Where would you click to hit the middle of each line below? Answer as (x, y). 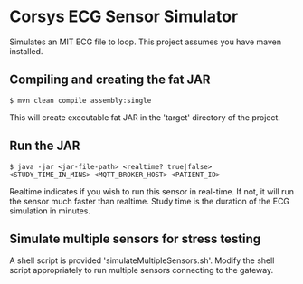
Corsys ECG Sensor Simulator (124, 17)
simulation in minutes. (50, 211)
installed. (26, 51)
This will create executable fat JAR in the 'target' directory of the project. (145, 117)
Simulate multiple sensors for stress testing (135, 238)
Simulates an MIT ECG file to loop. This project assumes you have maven (146, 42)
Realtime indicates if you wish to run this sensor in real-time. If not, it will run (151, 191)
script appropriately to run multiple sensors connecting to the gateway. (142, 270)
